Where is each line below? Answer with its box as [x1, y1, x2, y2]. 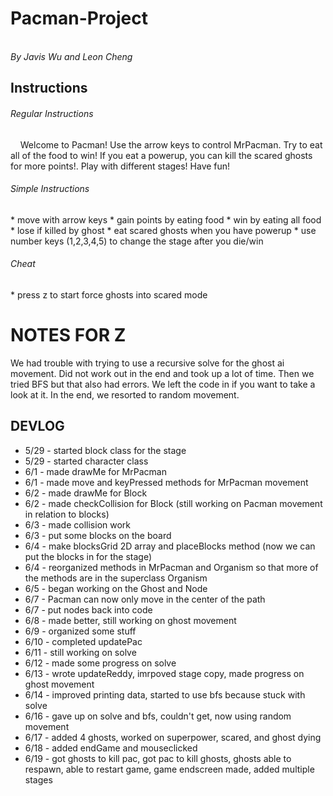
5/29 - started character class [24, 455, 149, 467]
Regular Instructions [10, 107, 94, 119]
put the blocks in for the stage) [24, 550, 153, 562]
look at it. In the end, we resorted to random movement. [10, 388, 240, 401]
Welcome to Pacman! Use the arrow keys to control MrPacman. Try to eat [19, 138, 323, 151]
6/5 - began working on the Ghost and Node [24, 582, 208, 594]
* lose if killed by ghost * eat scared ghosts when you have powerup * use [10, 224, 317, 236]
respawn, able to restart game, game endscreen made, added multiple [24, 763, 315, 775]
